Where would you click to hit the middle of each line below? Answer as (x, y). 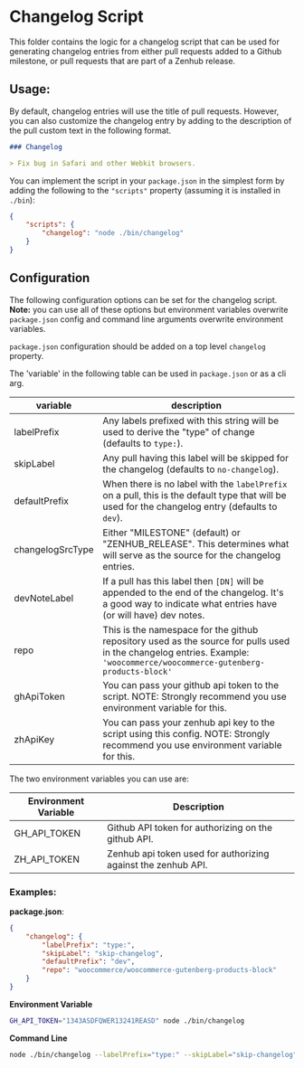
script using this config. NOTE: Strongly (186, 733)
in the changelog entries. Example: (176, 652)
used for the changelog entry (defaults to (190, 506)
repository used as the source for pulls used (196, 641)
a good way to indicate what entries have (190, 603)
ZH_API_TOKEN (47, 859)
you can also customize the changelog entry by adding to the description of (151, 120)
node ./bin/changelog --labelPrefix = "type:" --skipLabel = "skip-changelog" (153, 1054)
